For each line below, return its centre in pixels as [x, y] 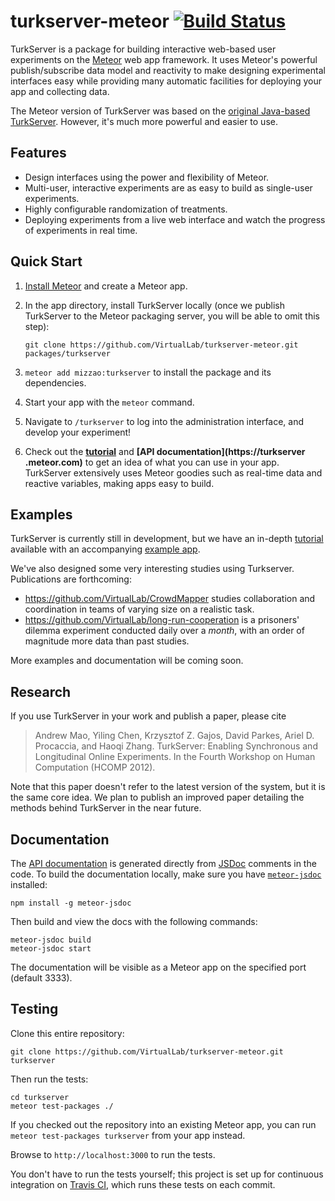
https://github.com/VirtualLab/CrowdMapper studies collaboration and [170, 599]
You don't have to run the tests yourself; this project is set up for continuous [167, 1174]
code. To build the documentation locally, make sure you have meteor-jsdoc [166, 874]
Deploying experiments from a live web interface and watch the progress [175, 219]
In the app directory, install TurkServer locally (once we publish [155, 305]
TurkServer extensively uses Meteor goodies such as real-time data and [173, 472]
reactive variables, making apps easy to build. [119, 483]
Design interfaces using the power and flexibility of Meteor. [147, 177]
